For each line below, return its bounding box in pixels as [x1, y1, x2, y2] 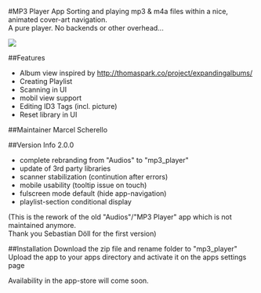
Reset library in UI [19, 110, 78, 119]
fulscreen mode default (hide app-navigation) [19, 189, 167, 198]
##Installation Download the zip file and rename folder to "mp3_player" [8, 244, 237, 253]
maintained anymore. [8, 221, 77, 230]
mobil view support [19, 93, 82, 103]
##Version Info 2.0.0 [8, 140, 74, 150]
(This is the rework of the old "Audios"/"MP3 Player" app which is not [8, 212, 233, 222]
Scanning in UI [19, 85, 67, 94]
